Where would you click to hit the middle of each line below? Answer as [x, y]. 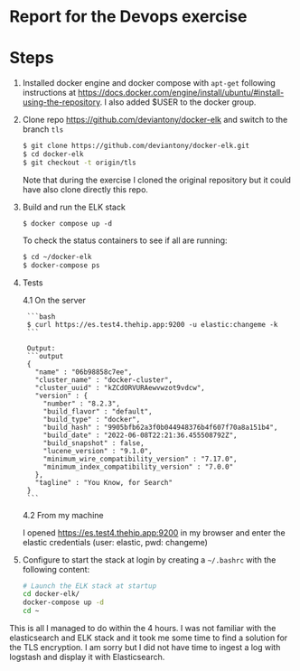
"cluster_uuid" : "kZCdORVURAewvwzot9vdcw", [120, 387]
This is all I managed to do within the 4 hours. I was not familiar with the [143, 628]
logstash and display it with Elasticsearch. [87, 657]
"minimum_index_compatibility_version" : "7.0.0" [138, 467]
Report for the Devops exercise [128, 17]
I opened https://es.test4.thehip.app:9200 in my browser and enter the [154, 532]
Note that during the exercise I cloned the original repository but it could [157, 180]
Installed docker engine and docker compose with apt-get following [149, 83]
